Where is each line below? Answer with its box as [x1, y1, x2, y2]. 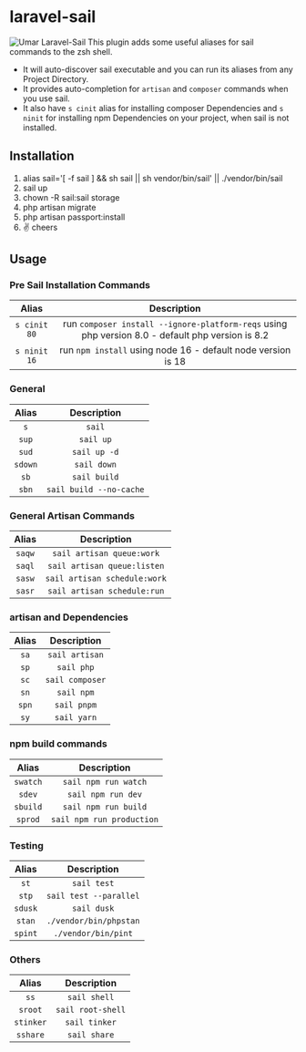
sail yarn [54, 713, 97, 723]
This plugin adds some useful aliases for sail [87, 36, 254, 47]
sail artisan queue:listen [46, 561, 165, 572]
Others [9, 953, 41, 965]
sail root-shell [56, 1005, 127, 1016]
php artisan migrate [22, 201, 97, 212]
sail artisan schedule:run [46, 586, 165, 596]
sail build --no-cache [46, 484, 145, 494]
